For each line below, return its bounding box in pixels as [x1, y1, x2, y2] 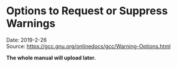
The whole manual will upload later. [6, 54, 96, 61]
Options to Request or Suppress [6, 4, 168, 18]
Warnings [6, 17, 56, 30]
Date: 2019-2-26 [6, 36, 47, 43]
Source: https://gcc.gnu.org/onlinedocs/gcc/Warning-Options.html [6, 43, 171, 50]
